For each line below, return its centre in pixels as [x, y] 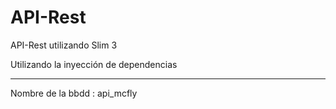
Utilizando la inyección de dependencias [94, 64]
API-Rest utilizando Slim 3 [64, 45]
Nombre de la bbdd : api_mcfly [74, 93]
